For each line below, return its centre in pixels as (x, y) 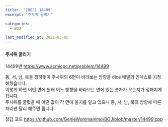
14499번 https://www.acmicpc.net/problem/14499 (57, 67)
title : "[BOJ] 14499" (29, 10)
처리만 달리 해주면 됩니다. (30, 108)
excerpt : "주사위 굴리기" (29, 15)
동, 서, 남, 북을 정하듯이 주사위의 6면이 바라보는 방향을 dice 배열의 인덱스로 (78, 77)
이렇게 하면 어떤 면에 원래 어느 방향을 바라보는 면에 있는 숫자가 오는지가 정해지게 (84, 90)
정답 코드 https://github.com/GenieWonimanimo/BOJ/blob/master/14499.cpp (84, 119)
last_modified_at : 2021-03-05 (37, 38)
